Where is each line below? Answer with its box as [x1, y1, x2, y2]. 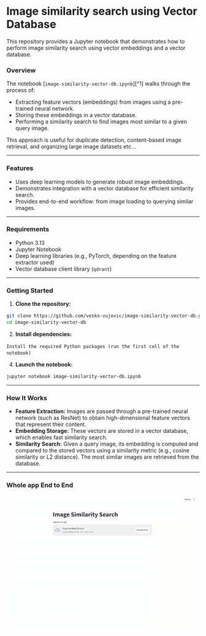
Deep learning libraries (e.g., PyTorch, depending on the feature [15, 252, 177, 259]
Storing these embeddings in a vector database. [15, 112, 137, 119]
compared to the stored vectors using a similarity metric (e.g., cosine [15, 447, 190, 454]
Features [6, 164, 34, 173]
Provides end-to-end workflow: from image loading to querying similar [15, 198, 194, 205]
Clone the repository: [15, 300, 71, 308]
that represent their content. [15, 421, 87, 428]
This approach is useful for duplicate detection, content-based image [6, 136, 182, 144]
